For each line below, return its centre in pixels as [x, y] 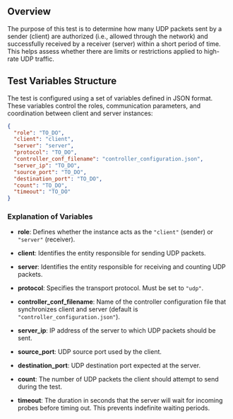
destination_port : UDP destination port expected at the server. [109, 366]
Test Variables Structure [62, 81]
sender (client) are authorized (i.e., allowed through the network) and [108, 36]
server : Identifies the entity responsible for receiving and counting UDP [121, 267]
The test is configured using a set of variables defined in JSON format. [110, 98]
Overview [29, 12]
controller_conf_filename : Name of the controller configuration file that [122, 302]
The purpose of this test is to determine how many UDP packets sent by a [115, 28]
